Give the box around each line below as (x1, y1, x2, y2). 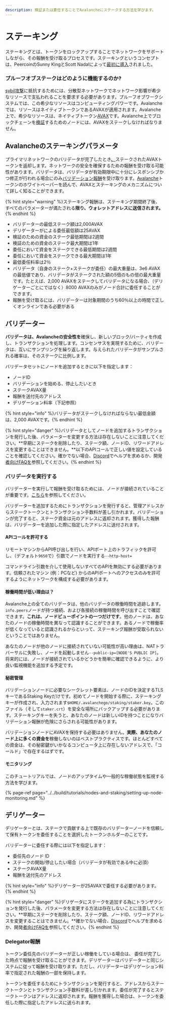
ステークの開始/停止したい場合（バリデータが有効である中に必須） (12, 859, 151, 866)
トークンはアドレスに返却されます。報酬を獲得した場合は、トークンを (14, 993, 160, 999)
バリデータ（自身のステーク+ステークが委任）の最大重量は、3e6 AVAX (12, 265, 160, 271)
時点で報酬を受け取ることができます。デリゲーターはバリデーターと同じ (9, 957, 160, 963)
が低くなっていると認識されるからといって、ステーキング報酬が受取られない (5, 626, 164, 632)
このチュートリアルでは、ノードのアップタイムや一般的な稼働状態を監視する (5, 773, 164, 779)
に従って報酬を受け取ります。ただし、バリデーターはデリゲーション (18, 963, 159, 969)
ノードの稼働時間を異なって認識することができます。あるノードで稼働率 (14, 620, 164, 626)
